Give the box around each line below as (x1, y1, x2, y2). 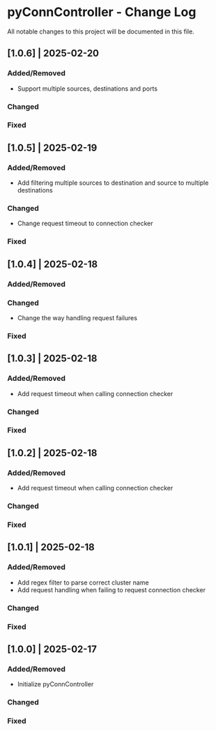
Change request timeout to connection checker (17, 219, 153, 227)
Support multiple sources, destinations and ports (17, 84, 158, 93)
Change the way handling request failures (17, 313, 138, 322)
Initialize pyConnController (17, 680, 94, 688)
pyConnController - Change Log (7, 4, 196, 20)
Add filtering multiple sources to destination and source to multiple (17, 179, 209, 187)
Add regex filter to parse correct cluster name (17, 578, 149, 587)
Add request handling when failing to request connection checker (17, 585, 206, 594)
